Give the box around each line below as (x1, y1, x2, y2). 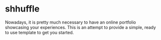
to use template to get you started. (5, 29, 74, 35)
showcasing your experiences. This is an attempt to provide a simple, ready (5, 24, 156, 30)
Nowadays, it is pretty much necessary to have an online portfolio (5, 19, 136, 25)
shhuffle (5, 3, 40, 14)
